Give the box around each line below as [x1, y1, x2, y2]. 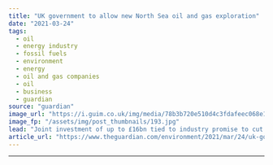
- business [15, 87, 53, 96]
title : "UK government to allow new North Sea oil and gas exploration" [8, 11, 260, 20]
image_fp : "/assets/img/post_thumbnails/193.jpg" [8, 118, 180, 126]
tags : [8, 27, 27, 35]
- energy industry [15, 42, 79, 50]
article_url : [8, 132, 53, 141]
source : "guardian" [8, 102, 75, 111]
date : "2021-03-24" [8, 20, 75, 28]
